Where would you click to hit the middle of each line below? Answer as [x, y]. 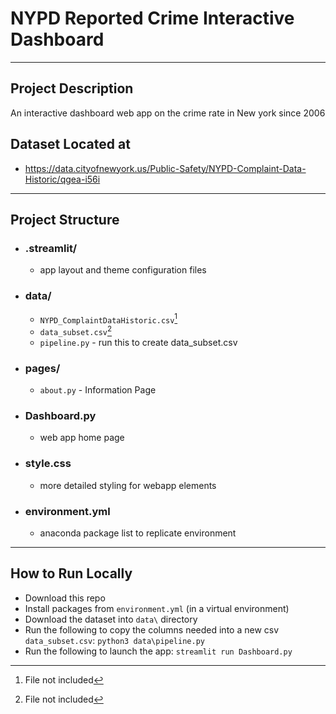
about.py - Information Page [98, 390]
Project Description [72, 88]
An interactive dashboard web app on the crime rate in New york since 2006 [168, 113]
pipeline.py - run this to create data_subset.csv [138, 342]
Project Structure [65, 219]
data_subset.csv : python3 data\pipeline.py [114, 640]
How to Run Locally [71, 573]
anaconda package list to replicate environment [138, 533]
